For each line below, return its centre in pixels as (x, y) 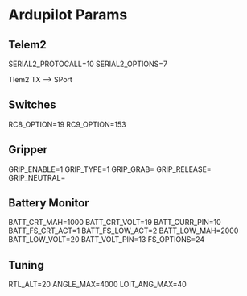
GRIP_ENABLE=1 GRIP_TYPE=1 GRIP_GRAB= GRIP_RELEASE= (110, 169)
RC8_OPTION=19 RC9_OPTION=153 (67, 124)
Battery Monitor (49, 203)
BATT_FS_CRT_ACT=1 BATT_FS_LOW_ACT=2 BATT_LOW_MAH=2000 (123, 231)
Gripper (28, 150)
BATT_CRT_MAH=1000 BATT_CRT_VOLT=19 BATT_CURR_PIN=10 (115, 223)
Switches (32, 105)
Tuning (26, 265)
